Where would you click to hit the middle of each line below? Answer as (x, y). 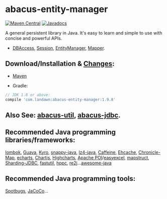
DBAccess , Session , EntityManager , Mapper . (59, 48)
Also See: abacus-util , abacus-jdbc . (63, 115)
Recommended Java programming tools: (70, 179)
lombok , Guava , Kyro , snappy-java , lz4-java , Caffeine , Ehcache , (71, 152)
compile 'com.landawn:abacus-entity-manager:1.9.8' (60, 99)
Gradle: (20, 85)
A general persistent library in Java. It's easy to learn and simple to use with (84, 33)
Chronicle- (149, 152)
